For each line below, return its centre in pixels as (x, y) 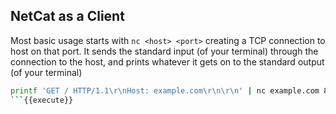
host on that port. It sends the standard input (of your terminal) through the (164, 51)
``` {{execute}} (42, 100)
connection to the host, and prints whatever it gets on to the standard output (167, 61)
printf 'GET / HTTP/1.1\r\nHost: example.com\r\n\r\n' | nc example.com (165, 90)
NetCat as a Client (67, 16)
